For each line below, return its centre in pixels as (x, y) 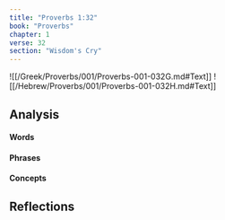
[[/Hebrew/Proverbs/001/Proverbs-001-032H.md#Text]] (113, 86)
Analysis (35, 114)
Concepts (28, 178)
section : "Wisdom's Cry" (56, 51)
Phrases (25, 157)
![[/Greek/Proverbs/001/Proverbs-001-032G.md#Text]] (111, 76)
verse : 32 (28, 43)
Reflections (42, 206)
